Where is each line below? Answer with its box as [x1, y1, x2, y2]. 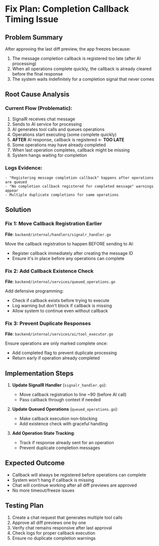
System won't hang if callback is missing [12, 477, 94, 483]
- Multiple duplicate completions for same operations [5, 192, 119, 197]
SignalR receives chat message [12, 116, 76, 122]
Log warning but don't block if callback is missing [12, 302, 112, 308]
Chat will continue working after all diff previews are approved [12, 482, 138, 488]
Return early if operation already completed [12, 355, 100, 361]
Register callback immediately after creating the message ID [12, 250, 133, 256]
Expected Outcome [5, 459, 65, 467]
